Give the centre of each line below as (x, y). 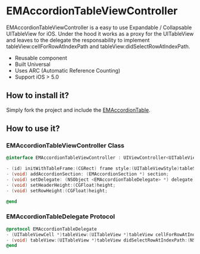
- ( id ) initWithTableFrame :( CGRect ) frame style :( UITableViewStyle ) (93, 169)
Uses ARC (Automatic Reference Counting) (68, 70)
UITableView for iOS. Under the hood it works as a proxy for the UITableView (100, 33)
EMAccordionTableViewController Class (65, 146)
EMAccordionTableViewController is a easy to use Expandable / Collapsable (99, 27)
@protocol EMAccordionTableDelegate (51, 229)
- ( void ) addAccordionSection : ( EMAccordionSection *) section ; (87, 174)
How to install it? (38, 95)
